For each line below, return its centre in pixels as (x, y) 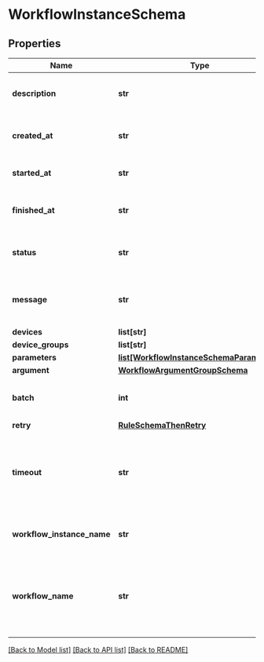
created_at (33, 135)
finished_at (33, 210)
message (29, 300)
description (34, 93)
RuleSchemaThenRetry (162, 425)
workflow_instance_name (61, 534)
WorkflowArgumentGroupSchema (183, 370)
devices (27, 332)
